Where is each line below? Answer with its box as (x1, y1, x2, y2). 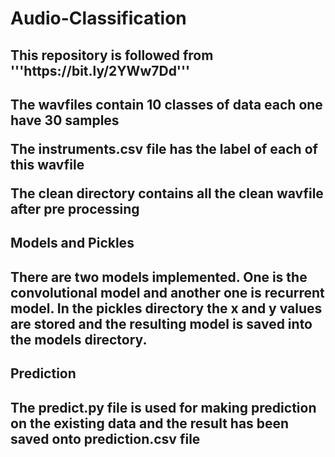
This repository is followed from (10, 47, 214, 64)
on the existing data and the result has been (10, 415, 290, 432)
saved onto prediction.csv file (10, 430, 201, 447)
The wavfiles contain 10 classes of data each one (10, 96, 323, 113)
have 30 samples (10, 112, 120, 129)
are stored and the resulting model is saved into (10, 315, 313, 332)
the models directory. (10, 331, 148, 348)
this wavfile (10, 156, 85, 173)
